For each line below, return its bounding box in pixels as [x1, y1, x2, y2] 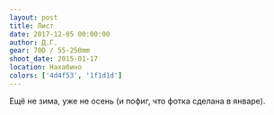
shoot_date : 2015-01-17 [9, 54, 99, 63]
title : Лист [9, 21, 54, 30]
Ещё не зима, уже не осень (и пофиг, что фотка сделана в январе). [9, 95, 266, 106]
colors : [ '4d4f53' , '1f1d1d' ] [9, 71, 123, 80]
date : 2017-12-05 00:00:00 [9, 29, 110, 38]
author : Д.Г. [9, 37, 58, 47]
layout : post [9, 12, 58, 22]
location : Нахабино [9, 63, 83, 72]
